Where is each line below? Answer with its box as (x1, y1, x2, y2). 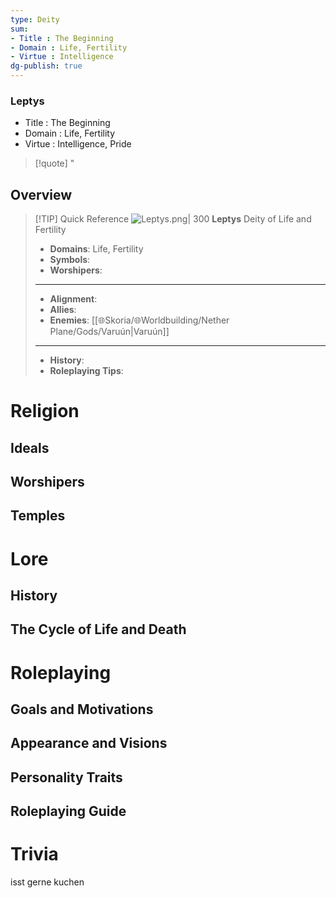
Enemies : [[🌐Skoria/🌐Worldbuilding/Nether (49, 314, 230, 326)
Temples (10, 507, 66, 525)
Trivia (10, 843, 59, 866)
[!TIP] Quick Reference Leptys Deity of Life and (34, 213, 312, 225)
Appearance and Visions (10, 735, 168, 752)
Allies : (49, 304, 77, 316)
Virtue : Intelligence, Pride (24, 138, 132, 150)
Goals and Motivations (10, 701, 154, 718)
